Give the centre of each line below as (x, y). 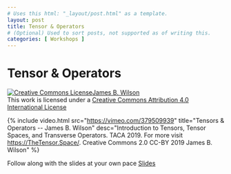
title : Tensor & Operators (46, 26)
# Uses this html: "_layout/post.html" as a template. (88, 13)
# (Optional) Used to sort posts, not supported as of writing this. (109, 33)
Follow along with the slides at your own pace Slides (81, 164)
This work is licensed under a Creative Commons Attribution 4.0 (98, 100)
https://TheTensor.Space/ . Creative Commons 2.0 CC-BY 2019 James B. (110, 143)
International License (37, 107)
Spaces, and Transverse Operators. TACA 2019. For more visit (95, 135)
